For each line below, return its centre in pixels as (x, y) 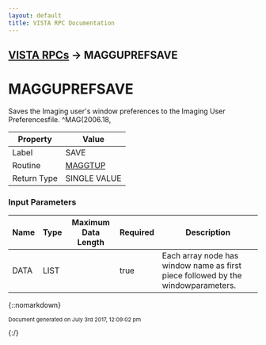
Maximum (91, 223)
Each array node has (200, 256)
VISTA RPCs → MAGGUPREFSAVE (93, 55)
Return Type (35, 178)
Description (208, 232)
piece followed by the (202, 276)
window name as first (202, 266)
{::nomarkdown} (35, 305)
